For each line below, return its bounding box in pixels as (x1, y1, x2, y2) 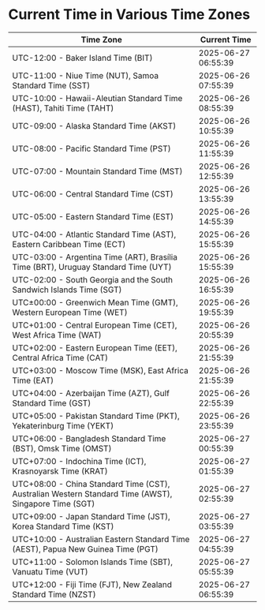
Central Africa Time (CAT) (12, 352, 109, 363)
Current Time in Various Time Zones (8, 6, 251, 24)
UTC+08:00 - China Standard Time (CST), (12, 478, 170, 489)
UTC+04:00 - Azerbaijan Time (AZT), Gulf (12, 387, 170, 399)
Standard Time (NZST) (12, 589, 96, 600)
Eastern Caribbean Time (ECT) (12, 238, 126, 249)
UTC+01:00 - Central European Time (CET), (12, 320, 177, 331)
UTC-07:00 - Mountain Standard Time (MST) (12, 166, 183, 177)
